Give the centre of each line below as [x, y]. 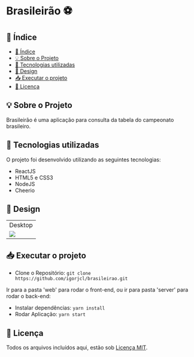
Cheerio [25, 190]
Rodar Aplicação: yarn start [50, 314]
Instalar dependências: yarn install [60, 308]
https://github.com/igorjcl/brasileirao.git [71, 279]
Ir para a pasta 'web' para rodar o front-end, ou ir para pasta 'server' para [97, 290]
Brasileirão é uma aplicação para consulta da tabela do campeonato [90, 119]
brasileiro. [19, 126]
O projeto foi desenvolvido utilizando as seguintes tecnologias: [84, 160]
